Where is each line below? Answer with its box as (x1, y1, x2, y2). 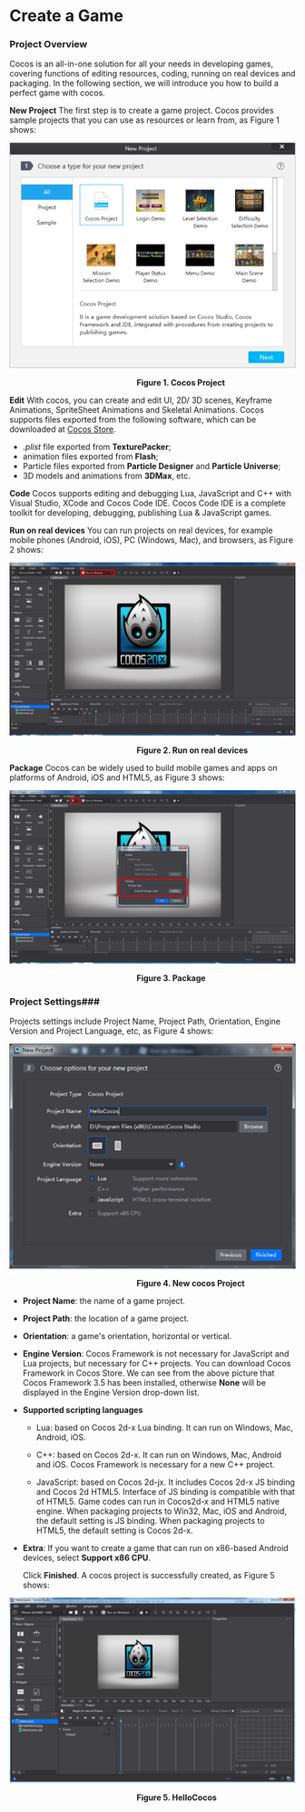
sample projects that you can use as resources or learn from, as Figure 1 (9, 115, 280, 125)
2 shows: (9, 544, 44, 555)
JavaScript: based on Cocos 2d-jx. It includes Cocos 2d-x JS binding (35, 1477, 295, 1487)
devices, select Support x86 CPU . (22, 1552, 152, 1564)
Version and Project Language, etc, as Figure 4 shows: (9, 1026, 214, 1036)
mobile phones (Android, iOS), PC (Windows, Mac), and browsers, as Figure (9, 534, 293, 546)
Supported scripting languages (22, 1405, 143, 1416)
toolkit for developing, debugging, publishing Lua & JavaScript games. (9, 506, 272, 518)
